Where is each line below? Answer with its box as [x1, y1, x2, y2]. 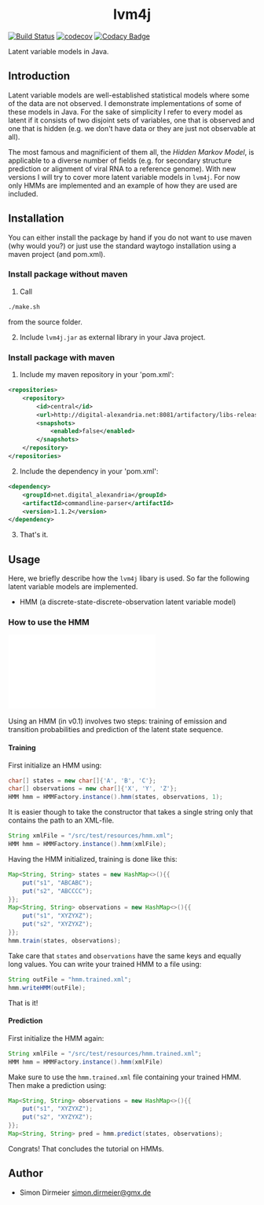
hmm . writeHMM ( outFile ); [8, 983, 86, 991]
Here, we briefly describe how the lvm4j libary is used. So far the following [8, 573, 250, 583]
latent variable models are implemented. [8, 582, 138, 592]
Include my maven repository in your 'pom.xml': [19, 370, 174, 379]
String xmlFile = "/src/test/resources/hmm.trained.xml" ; [8, 1049, 202, 1057]
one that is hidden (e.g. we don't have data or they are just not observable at [8, 123, 256, 133]
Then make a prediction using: [8, 1080, 107, 1090]
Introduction [8, 69, 71, 83]
